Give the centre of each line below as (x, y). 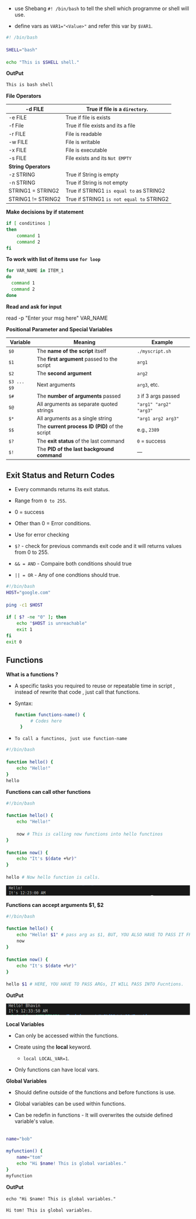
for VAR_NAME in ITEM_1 (35, 271)
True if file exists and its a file (101, 126)
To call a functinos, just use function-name (71, 739)
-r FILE (17, 133)
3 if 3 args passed (158, 396)
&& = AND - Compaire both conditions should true (73, 564)
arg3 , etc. (148, 384)
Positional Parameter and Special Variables (59, 329)
